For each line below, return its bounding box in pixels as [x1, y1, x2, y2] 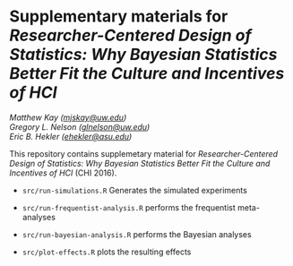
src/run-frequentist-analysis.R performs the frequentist [22, 202, 236, 212]
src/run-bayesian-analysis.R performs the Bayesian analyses [22, 228, 253, 239]
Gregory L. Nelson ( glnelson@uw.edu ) [9, 121, 151, 132]
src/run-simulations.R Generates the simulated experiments [22, 184, 248, 195]
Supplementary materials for [9, 6, 228, 27]
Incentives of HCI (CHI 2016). [9, 167, 117, 178]
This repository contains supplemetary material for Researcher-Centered [9, 148, 279, 159]
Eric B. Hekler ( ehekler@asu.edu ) [9, 131, 133, 142]
